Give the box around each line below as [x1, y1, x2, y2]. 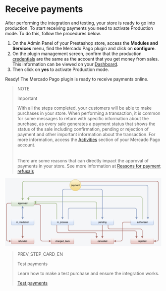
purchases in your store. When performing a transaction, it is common [17, 110, 161, 116]
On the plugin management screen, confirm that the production [12, 51, 142, 57]
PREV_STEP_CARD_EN [17, 251, 63, 257]
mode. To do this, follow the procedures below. [5, 30, 101, 36]
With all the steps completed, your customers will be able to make [17, 105, 152, 111]
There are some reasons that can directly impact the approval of [17, 157, 149, 163]
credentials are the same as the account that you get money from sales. [12, 56, 159, 62]
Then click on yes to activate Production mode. [12, 66, 109, 73]
